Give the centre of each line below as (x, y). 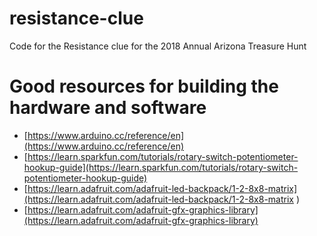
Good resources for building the (144, 86)
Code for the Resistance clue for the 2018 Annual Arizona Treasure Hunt (158, 46)
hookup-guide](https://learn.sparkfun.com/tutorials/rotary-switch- (161, 167)
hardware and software (108, 108)
